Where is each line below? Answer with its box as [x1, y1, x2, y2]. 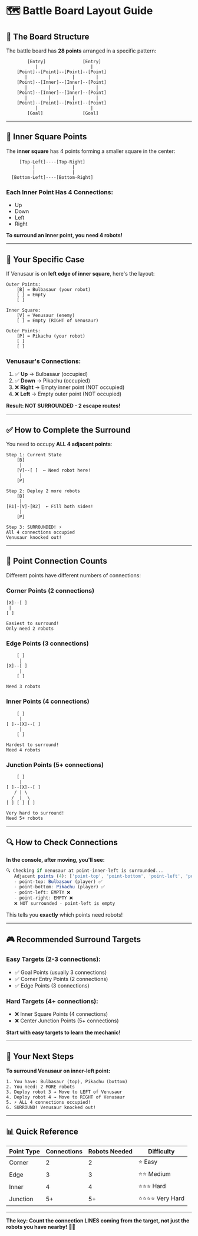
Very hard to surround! [6, 810, 65, 816]
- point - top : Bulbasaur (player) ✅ [14, 878, 103, 885]
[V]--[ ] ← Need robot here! [16, 467, 91, 473]
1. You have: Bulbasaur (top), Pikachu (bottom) [6, 1078, 128, 1084]
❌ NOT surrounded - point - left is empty [14, 901, 115, 907]
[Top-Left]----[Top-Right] [19, 159, 85, 165]
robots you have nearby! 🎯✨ [6, 1223, 76, 1230]
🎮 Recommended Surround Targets [6, 934, 141, 944]
